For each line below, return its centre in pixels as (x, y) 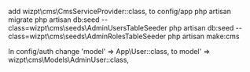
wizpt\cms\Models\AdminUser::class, (69, 59)
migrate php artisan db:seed (54, 20)
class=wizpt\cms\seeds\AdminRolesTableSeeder (87, 36)
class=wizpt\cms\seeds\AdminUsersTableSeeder (88, 28)
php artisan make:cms (204, 36)
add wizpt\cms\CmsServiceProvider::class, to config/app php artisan (120, 11)
